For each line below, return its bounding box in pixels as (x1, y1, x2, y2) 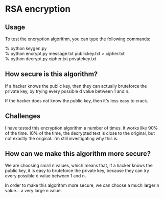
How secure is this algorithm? (5, 70, 98, 78)
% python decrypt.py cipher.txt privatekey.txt (5, 56, 96, 62)
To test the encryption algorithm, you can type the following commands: (5, 36, 151, 42)
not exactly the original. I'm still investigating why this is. (5, 135, 118, 141)
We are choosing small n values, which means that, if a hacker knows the (5, 163, 153, 169)
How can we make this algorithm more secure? (5, 149, 151, 158)
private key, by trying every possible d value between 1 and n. (5, 88, 130, 94)
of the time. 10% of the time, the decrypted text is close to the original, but (5, 130, 155, 136)
